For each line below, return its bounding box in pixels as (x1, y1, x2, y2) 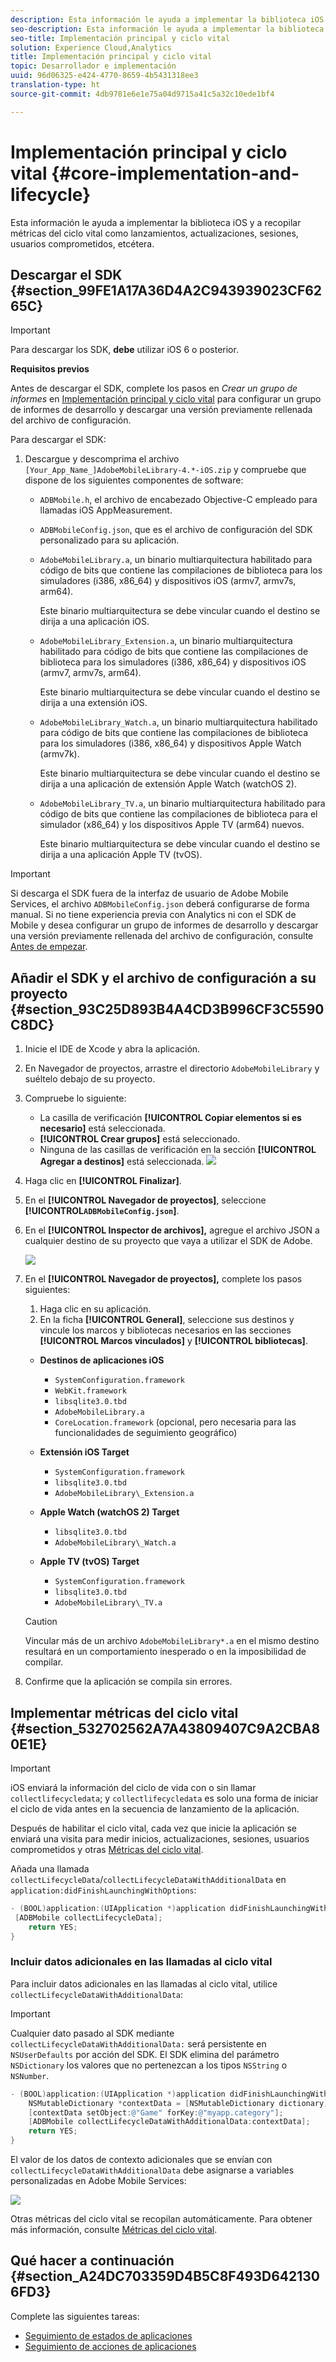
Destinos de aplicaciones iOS (39, 1354, 165, 1366)
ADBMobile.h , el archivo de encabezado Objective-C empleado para (39, 494, 318, 506)
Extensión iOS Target (39, 1446, 130, 1458)
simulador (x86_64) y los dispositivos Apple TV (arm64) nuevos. (39, 819, 305, 831)
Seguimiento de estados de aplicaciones (24, 2329, 193, 2341)
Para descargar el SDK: (10, 434, 107, 446)
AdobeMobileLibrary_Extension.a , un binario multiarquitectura (39, 635, 293, 647)
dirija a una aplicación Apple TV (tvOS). (39, 849, 203, 861)
